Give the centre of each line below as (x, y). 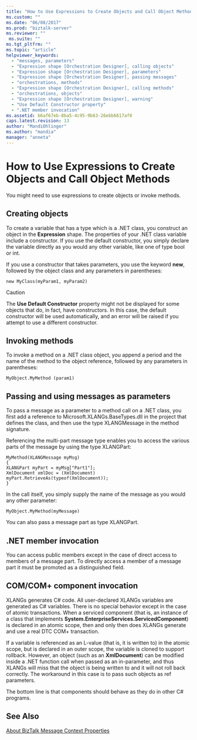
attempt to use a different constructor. (52, 322)
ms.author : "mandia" (31, 132)
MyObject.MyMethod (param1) (40, 378)
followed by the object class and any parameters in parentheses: (84, 271)
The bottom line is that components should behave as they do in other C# (95, 691)
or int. (13, 253)
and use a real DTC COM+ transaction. (53, 631)
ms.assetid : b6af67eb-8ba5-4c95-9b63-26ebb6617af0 (69, 115)
